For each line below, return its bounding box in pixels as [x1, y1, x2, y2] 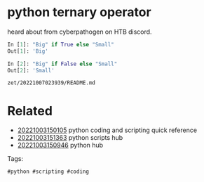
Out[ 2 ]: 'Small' [7, 67, 55, 74]
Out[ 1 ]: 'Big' [7, 47, 49, 55]
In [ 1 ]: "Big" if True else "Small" [7, 41, 114, 48]
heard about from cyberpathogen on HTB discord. [7, 27, 152, 36]
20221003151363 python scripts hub [17, 134, 123, 142]
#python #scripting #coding [7, 168, 90, 176]
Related [7, 103, 53, 119]
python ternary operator [7, 4, 152, 20]
